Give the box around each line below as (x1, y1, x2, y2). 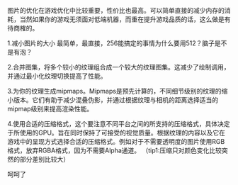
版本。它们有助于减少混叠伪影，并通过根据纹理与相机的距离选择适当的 (13, 96, 218, 104)
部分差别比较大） (19, 155, 69, 163)
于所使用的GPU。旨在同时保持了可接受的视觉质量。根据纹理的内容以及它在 (7, 128, 225, 137)
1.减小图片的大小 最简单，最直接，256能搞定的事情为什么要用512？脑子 (7, 39, 215, 47)
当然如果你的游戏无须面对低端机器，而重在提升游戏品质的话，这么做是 (19, 15, 225, 23)
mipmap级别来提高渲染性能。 (7, 105, 93, 113)
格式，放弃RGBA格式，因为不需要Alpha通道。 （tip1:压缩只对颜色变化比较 (7, 146, 222, 155)
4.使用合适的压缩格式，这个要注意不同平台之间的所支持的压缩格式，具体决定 (7, 120, 230, 128)
